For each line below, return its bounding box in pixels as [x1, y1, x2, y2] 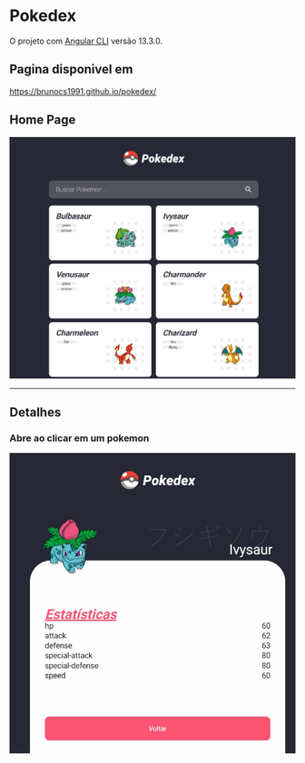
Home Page [9, 112, 76, 128]
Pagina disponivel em [9, 62, 133, 77]
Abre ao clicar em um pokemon [9, 432, 150, 445]
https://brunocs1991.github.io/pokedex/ [9, 85, 157, 96]
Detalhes [9, 405, 62, 420]
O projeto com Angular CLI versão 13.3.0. [9, 35, 163, 46]
